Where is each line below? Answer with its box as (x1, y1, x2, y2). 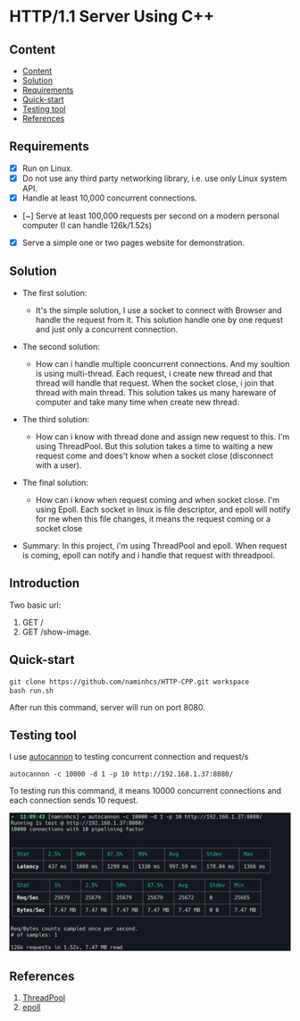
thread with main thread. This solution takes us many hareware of (35, 387, 277, 397)
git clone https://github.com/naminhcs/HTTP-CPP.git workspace (9, 677, 250, 686)
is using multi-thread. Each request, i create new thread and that (35, 368, 273, 379)
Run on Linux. (21, 163, 73, 174)
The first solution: (21, 287, 87, 298)
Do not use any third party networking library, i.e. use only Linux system (21, 173, 287, 183)
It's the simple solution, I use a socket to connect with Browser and (35, 304, 283, 315)
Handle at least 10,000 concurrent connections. (21, 192, 198, 203)
